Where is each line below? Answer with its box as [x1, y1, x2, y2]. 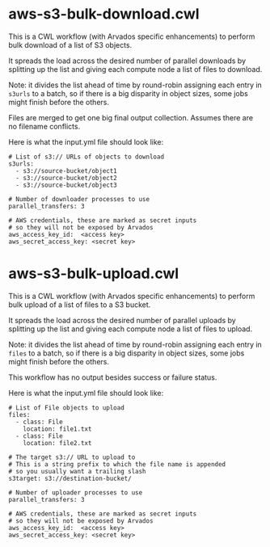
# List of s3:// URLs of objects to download [8, 153, 164, 161]
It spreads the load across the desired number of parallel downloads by [8, 56, 247, 65]
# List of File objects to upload [8, 403, 125, 412]
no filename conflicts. [8, 121, 81, 131]
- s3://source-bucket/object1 [15, 166, 117, 175]
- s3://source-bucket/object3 [15, 181, 117, 189]
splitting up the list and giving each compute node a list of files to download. [8, 64, 263, 74]
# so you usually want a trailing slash [8, 467, 147, 475]
